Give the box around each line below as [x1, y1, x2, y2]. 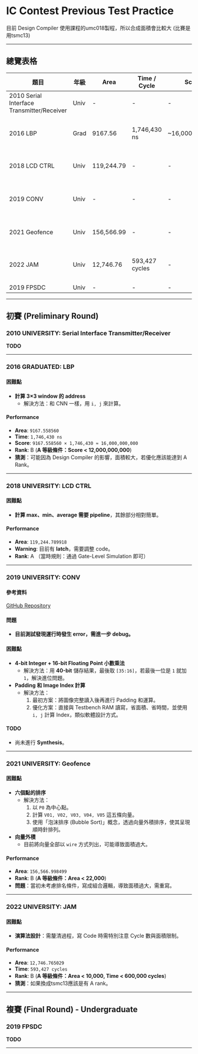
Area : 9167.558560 [14, 427, 59, 434]
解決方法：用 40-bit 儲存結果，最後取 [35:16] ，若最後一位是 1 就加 [23, 667, 187, 674]
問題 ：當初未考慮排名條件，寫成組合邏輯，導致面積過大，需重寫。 [14, 882, 175, 889]
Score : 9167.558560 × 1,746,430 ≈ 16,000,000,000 [14, 439, 138, 446]
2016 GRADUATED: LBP [6, 363, 75, 371]
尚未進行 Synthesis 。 [14, 739, 68, 746]
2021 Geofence [9, 228, 54, 236]
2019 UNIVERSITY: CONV [6, 574, 81, 582]
